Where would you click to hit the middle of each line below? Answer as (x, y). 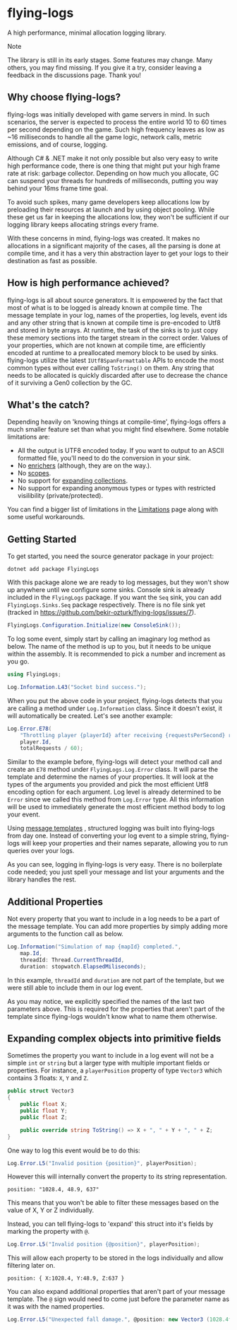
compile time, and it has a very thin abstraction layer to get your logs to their (118, 253)
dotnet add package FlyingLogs (53, 569)
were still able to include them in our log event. (75, 988)
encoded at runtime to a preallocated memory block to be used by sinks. (113, 352)
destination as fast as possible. (52, 260)
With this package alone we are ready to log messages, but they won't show (118, 582)
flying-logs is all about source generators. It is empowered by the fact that (115, 300)
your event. (24, 814)
